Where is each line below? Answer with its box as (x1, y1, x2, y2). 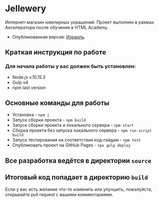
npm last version (12, 85, 46, 90)
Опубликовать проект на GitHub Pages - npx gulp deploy (12, 142, 131, 148)
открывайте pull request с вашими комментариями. (5, 191, 113, 197)
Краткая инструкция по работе (5, 48, 106, 57)
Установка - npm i (12, 112, 50, 118)
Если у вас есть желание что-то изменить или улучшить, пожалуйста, (5, 186, 153, 192)
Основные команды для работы (5, 99, 109, 107)
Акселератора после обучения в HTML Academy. (5, 24, 109, 30)
